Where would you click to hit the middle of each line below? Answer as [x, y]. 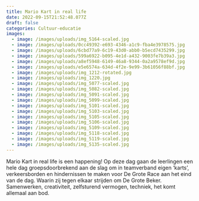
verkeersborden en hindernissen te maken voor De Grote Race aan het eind [99, 174]
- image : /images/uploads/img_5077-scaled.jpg [70, 84]
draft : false [22, 23]
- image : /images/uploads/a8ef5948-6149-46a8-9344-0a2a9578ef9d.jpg [98, 61]
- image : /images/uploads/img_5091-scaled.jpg [70, 95]
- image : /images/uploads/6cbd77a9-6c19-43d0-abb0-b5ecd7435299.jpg [98, 51]
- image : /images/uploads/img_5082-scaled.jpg [70, 89]
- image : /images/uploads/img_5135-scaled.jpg [70, 144]
